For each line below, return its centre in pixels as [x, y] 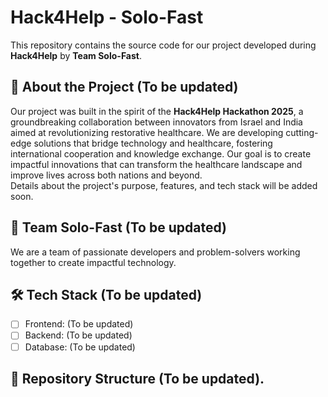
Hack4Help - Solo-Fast [107, 17]
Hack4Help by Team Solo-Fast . [76, 55]
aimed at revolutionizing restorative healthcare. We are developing [147, 132]
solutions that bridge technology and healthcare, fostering [153, 143]
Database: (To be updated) [80, 347]
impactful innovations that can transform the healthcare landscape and [156, 164]
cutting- [302, 132]
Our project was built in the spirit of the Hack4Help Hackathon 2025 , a [157, 111]
